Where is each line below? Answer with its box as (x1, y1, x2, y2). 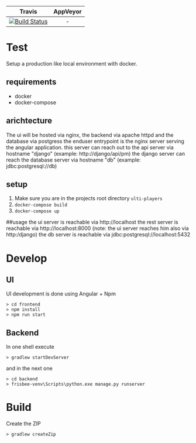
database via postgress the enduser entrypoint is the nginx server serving (6, 138, 184, 145)
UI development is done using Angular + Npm (6, 290, 116, 297)
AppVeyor (53, 8, 82, 15)
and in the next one (6, 365, 53, 372)
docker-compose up (14, 208, 60, 214)
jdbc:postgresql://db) (6, 162, 57, 169)
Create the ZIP (6, 420, 41, 427)
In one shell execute (6, 344, 54, 351)
